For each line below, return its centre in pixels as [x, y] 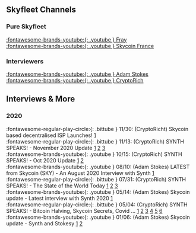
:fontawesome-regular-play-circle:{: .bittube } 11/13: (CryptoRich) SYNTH [95, 141]
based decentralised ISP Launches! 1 [51, 135]
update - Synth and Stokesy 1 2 [45, 223]
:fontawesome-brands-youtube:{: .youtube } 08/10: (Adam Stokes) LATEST [98, 167]
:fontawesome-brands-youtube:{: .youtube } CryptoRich [75, 80]
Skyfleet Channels [41, 10]
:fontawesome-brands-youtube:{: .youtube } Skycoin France [80, 46]
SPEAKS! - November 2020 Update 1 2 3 [56, 148]
